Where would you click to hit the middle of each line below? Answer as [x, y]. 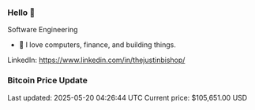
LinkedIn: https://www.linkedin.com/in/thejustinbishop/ [96, 60]
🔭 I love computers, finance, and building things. [97, 45]
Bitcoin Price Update [47, 80]
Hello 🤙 [21, 13]
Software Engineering [43, 30]
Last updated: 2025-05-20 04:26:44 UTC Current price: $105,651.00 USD [127, 97]
